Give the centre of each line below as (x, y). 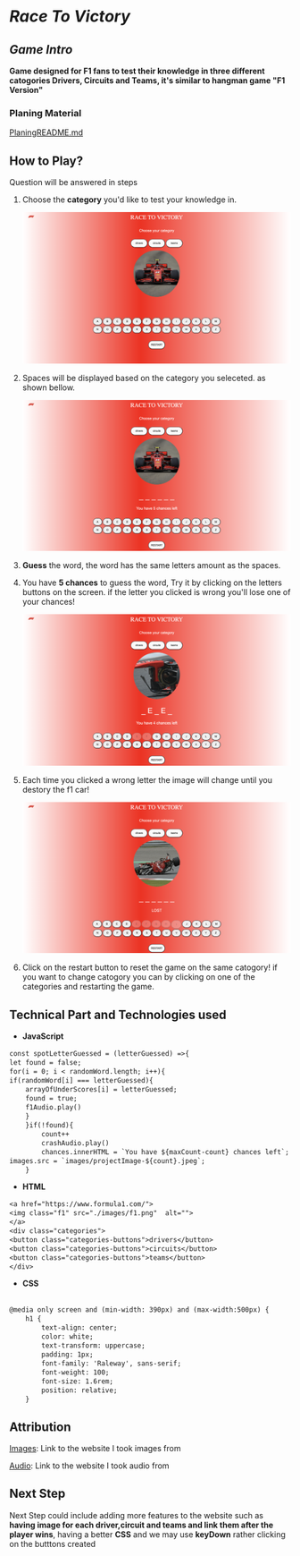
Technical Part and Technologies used (118, 1014)
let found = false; (46, 1063)
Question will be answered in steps (74, 183)
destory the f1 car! (56, 789)
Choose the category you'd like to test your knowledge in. (129, 200)
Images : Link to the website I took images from (95, 1449)
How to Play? (46, 161)
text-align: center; (79, 1328)
